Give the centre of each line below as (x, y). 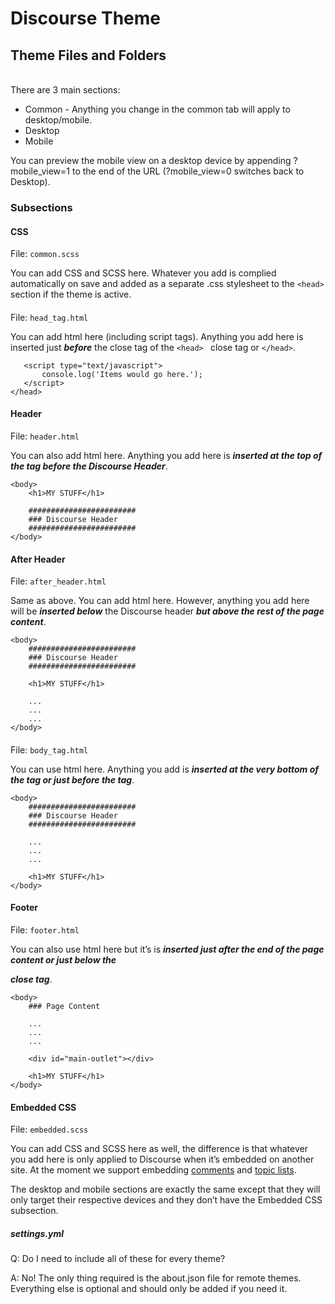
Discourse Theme (85, 18)
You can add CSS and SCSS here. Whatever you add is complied (143, 273)
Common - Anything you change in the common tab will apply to (157, 109)
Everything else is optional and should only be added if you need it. (149, 1289)
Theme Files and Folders (88, 55)
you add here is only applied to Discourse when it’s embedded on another (162, 1159)
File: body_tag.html (49, 749)
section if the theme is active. (71, 294)
